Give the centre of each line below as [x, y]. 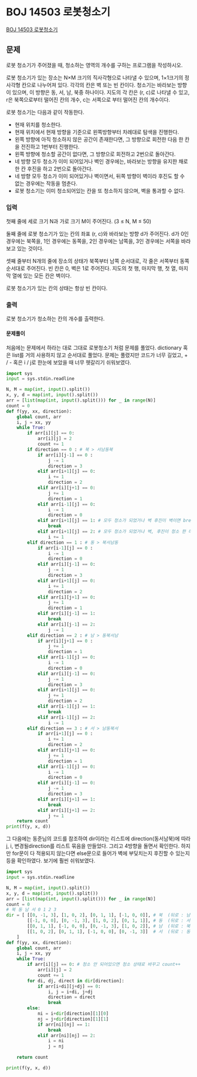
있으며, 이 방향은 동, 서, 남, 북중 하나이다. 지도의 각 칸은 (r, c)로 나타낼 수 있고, [101, 92]
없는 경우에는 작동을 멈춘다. [46, 183]
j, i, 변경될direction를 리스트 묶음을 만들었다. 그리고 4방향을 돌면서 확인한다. [93, 846]
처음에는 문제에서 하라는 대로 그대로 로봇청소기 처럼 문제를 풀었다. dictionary [94, 347]
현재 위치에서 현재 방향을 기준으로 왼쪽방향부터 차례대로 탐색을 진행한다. [97, 132]
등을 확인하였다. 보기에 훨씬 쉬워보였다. [51, 861]
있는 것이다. [30, 249]
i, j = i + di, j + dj [70, 992]
